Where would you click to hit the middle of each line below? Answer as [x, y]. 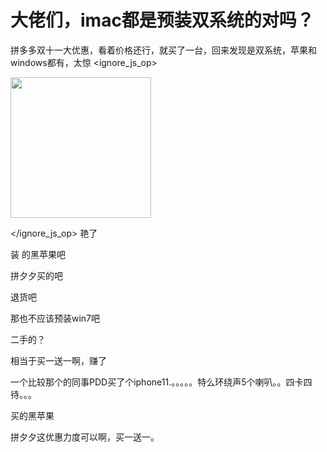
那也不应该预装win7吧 [55, 318]
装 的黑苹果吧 [38, 254]
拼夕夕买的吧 [36, 275]
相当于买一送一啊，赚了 [58, 360]
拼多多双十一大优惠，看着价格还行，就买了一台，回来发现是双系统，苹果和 [163, 50]
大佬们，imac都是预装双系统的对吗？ [162, 20]
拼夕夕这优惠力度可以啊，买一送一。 [85, 437]
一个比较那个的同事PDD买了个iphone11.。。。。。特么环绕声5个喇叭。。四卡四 [161, 382]
